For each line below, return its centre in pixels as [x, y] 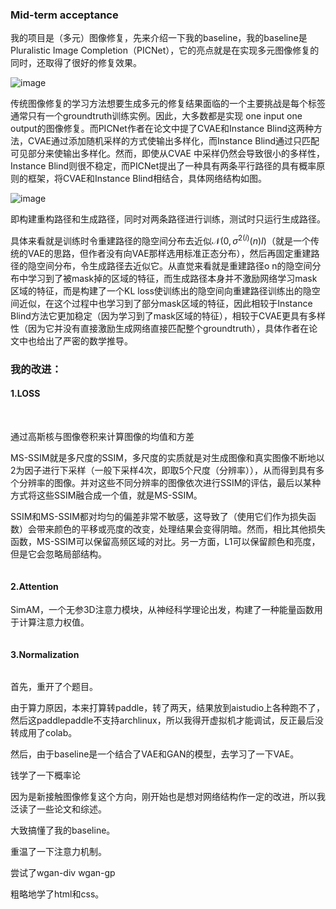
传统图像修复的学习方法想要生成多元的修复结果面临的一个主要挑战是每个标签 [168, 104]
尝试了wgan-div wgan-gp [63, 873]
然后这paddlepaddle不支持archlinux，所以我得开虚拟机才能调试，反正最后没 [167, 720]
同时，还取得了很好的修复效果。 [76, 63]
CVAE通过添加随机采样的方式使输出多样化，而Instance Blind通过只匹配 [173, 141]
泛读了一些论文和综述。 [58, 809]
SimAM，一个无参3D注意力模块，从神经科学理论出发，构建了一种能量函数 [162, 610]
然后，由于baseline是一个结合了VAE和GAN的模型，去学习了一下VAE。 [155, 754]
